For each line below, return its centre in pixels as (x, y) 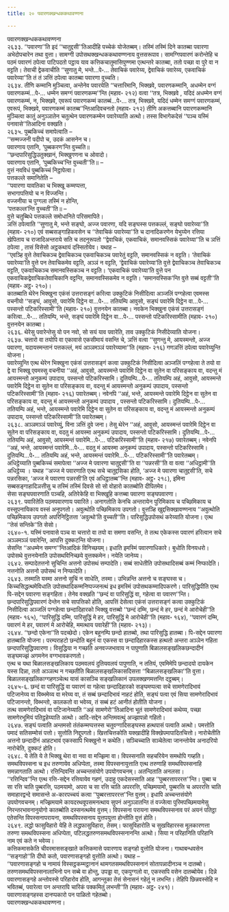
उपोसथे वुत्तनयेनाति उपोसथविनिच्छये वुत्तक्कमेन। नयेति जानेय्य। (75, 555)
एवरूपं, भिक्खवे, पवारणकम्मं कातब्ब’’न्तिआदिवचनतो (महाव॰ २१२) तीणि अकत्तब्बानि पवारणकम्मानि (110, 108)
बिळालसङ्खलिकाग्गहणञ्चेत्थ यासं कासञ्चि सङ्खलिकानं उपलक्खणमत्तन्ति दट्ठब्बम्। (95, 678)
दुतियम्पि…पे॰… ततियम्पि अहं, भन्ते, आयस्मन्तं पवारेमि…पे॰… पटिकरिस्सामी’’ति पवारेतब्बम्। (103, 455)
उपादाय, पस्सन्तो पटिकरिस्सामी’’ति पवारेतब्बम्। (57, 417)
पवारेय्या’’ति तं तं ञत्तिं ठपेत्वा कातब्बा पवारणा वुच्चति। (63, 77)
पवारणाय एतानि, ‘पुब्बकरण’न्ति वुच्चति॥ (49, 147)
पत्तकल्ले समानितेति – (30, 177)
